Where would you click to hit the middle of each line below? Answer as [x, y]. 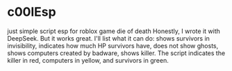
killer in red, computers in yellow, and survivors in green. [88, 60]
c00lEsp [32, 12]
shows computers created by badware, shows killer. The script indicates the [116, 53]
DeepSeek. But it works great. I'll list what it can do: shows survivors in [109, 38]
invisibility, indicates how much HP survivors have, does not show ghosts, [113, 45]
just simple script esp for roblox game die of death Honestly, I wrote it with [114, 31]
